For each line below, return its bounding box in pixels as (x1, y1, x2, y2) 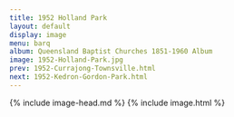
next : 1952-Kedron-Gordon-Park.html (9, 73, 148, 82)
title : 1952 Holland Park (9, 13, 107, 23)
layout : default (9, 22, 71, 31)
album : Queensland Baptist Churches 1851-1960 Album (9, 47, 213, 56)
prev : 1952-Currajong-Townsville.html (9, 64, 156, 73)
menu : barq (9, 38, 51, 48)
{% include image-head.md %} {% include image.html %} (9, 97, 225, 108)
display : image (9, 30, 67, 39)
